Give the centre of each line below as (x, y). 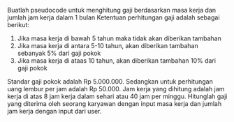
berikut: (19, 25)
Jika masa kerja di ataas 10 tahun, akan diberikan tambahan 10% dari (117, 61)
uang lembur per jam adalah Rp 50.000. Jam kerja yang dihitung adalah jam (116, 89)
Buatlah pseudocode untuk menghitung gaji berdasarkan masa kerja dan (112, 10)
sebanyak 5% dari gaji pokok (59, 53)
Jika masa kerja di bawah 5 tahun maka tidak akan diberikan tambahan (119, 38)
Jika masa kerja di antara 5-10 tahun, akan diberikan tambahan (108, 46)
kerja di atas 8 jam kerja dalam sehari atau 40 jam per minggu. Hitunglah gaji (117, 96)
